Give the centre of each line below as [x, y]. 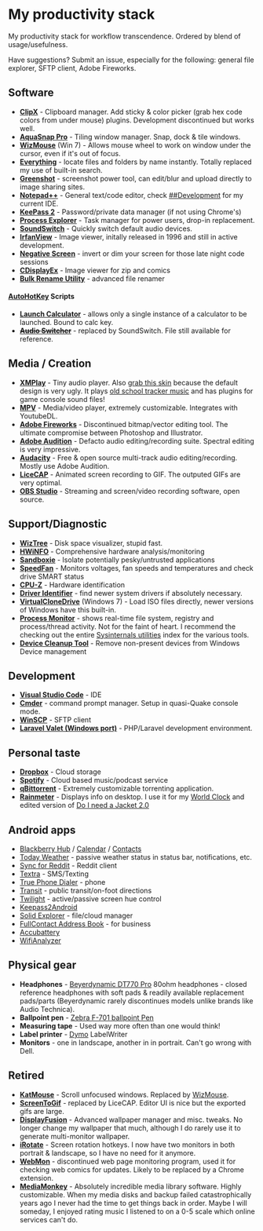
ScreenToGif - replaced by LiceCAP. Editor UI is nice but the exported [132, 1103]
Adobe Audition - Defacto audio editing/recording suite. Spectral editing [137, 440]
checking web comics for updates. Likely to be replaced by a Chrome [132, 1169]
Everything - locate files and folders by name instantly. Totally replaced [136, 162]
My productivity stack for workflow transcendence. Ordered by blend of [124, 36]
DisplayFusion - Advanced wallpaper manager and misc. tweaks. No [131, 1120]
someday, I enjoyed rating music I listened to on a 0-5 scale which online [137, 1211]
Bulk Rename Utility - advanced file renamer [92, 278]
